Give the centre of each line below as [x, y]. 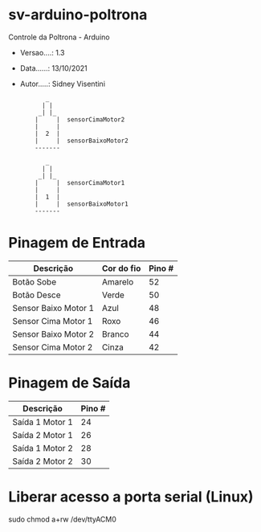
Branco [116, 334]
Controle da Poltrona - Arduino [59, 37]
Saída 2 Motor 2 [43, 461]
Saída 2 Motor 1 [43, 435]
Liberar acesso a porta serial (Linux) [131, 497]
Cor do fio [121, 268]
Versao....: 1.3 [42, 52]
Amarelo [118, 281]
